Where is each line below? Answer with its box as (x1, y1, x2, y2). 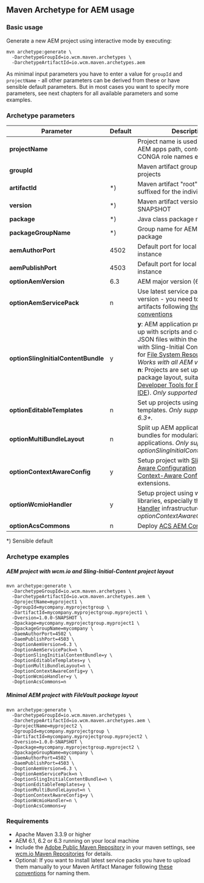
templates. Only (137, 406, 182, 414)
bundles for (137, 431, 171, 439)
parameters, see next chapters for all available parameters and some (6, 90, 178, 97)
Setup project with (137, 456, 190, 465)
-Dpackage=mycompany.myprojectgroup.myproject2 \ (12, 744, 140, 750)
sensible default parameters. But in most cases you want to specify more (6, 83, 189, 90)
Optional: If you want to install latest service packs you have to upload (15, 857, 191, 864)
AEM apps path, (137, 144, 183, 153)
